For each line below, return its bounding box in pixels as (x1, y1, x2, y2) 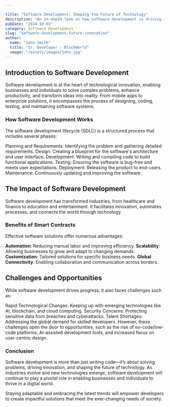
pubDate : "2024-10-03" (5, 21, 53, 26)
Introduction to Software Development (5, 69, 129, 77)
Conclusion (5, 347, 34, 354)
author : (5, 36, 22, 41)
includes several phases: (5, 133, 57, 139)
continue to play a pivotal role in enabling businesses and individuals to (5, 375, 154, 381)
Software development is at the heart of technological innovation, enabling (5, 82, 161, 88)
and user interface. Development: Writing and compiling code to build (5, 153, 150, 160)
